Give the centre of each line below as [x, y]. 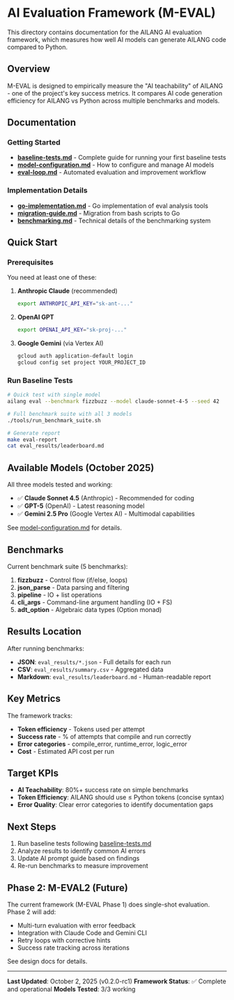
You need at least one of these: [52, 278]
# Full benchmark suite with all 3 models [70, 414]
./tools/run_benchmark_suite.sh [54, 420]
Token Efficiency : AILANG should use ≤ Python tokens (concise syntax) [121, 798]
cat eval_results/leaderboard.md [56, 446]
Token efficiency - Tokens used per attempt [81, 729]
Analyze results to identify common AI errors [81, 851]
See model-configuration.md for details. [64, 528]
